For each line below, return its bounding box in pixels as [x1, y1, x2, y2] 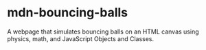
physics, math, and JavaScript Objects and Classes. [7, 34, 154, 42]
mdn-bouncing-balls [7, 5, 128, 21]
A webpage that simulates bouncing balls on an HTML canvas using [7, 27, 199, 36]
